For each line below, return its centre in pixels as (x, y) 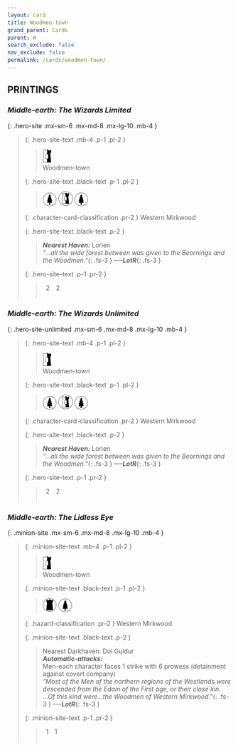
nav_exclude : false (36, 53)
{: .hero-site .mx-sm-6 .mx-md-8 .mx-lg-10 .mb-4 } (82, 125)
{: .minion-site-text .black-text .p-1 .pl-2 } (85, 588)
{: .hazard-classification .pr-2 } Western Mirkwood (98, 624)
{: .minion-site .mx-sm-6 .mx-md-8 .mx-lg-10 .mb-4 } (86, 533)
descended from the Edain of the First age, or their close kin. (132, 689)
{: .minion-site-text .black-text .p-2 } (78, 637)
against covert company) (79, 674)
